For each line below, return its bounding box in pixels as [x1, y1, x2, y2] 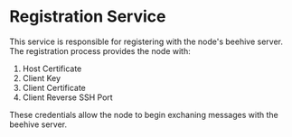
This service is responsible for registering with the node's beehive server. [9, 36, 283, 47]
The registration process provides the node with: [9, 45, 192, 56]
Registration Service [9, 6, 166, 27]
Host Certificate [22, 63, 82, 74]
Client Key [22, 72, 61, 83]
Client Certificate [22, 82, 86, 93]
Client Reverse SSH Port [22, 92, 113, 103]
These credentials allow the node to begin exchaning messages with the [9, 109, 278, 120]
